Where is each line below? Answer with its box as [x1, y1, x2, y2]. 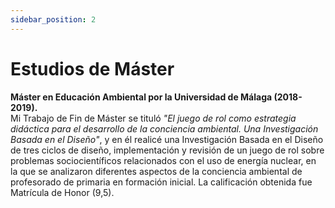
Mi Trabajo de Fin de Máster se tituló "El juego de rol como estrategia [10, 112, 297, 124]
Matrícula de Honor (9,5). [10, 186, 115, 198]
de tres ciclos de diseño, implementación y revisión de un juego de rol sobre [10, 144, 325, 156]
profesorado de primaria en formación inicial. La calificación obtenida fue [10, 176, 313, 188]
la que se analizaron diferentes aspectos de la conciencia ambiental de [10, 165, 303, 177]
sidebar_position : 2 [10, 14, 97, 25]
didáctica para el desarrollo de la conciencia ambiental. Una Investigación [10, 122, 319, 135]
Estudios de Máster [10, 57, 175, 80]
